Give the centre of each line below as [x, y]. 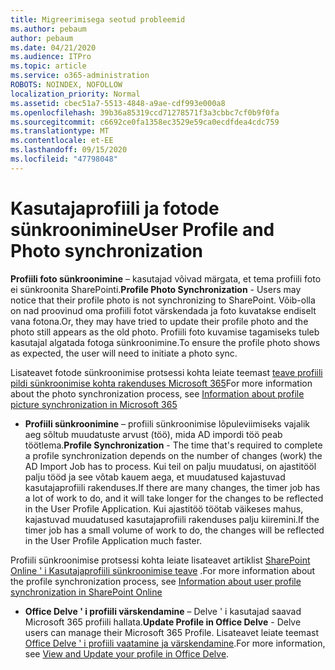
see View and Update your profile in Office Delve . [127, 653]
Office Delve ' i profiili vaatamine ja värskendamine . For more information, [175, 643]
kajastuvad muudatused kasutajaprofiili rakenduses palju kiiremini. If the [172, 519]
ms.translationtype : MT [60, 131]
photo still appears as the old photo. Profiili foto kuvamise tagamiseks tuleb [165, 332]
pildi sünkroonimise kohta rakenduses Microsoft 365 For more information [161, 383]
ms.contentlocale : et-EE [62, 141]
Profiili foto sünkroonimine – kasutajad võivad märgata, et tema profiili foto [166, 278]
